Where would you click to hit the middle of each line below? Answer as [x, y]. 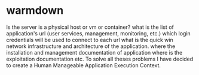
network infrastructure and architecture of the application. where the [91, 46]
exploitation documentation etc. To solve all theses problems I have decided [100, 59]
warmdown [35, 10]
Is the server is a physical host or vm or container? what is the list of [90, 27]
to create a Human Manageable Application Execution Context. [84, 65]
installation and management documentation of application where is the [94, 52]
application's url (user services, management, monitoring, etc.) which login [99, 33]
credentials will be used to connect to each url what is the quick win [90, 40]
